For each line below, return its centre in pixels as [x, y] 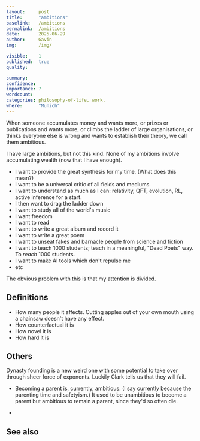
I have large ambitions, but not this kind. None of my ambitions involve [93, 153]
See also [22, 432]
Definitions [27, 297]
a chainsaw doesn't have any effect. [60, 318]
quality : [17, 67]
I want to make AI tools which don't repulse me [72, 261]
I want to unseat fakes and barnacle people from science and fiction [99, 241]
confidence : [21, 84]
